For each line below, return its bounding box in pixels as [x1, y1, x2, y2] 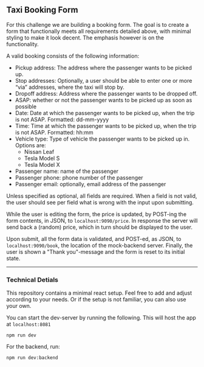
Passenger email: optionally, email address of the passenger [15, 180, 166, 187]
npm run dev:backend [6, 355, 59, 361]
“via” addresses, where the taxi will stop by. [15, 83, 124, 91]
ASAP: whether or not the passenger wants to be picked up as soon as [15, 96, 192, 103]
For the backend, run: [6, 343, 61, 351]
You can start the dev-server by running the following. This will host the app [6, 314, 196, 321]
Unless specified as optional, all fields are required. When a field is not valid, [6, 192, 197, 200]
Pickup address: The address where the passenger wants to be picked [15, 64, 192, 71]
